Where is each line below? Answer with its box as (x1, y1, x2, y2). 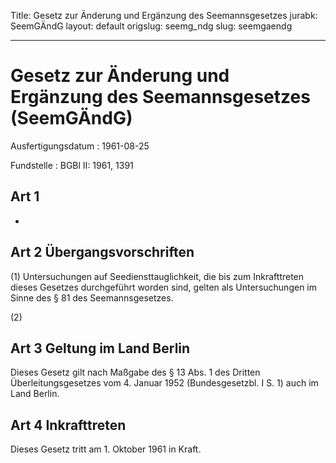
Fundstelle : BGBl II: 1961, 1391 (10, 159, 134, 171)
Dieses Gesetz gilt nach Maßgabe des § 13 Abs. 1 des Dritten (10, 366, 261, 379)
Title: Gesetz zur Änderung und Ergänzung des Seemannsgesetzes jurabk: (10, 10, 318, 21)
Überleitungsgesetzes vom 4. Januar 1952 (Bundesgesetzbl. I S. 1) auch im (10, 377, 319, 389)
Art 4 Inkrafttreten (10, 416, 127, 434)
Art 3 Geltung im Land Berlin (10, 340, 191, 357)
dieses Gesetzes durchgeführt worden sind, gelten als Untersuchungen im (10, 281, 317, 293)
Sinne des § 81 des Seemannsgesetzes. (10, 291, 174, 304)
